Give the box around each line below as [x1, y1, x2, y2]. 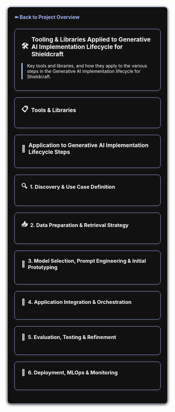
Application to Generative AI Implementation [28, 141, 149, 149]
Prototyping [27, 264, 58, 271]
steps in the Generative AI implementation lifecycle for [27, 68, 141, 74]
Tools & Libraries [31, 106, 77, 114]
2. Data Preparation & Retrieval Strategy [30, 222, 129, 229]
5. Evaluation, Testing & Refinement [27, 334, 116, 341]
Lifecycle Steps [28, 148, 70, 156]
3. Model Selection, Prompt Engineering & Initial [27, 257, 146, 264]
